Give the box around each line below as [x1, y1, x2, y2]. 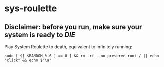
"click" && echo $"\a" [4, 58, 52, 63]
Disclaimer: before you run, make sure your [4, 23, 142, 31]
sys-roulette [4, 3, 57, 14]
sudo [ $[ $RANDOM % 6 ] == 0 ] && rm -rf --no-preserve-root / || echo [4, 53, 159, 58]
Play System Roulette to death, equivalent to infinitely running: [4, 44, 133, 50]
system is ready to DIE [4, 30, 75, 39]
